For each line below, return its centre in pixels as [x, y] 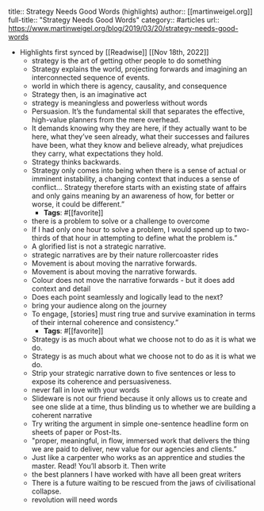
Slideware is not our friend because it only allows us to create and [139, 398]
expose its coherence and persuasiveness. [101, 381]
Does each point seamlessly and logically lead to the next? [127, 297]
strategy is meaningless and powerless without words [119, 103]
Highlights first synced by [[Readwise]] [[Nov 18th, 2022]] [114, 52]
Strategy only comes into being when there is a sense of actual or [139, 170]
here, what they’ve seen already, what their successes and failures [140, 137]
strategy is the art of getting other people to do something [126, 60]
